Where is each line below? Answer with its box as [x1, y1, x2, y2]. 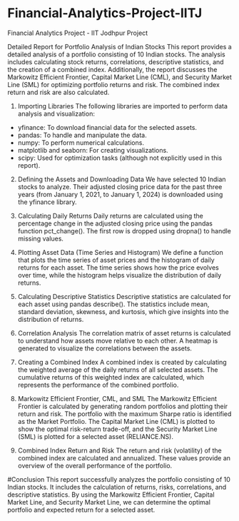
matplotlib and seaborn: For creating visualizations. [17, 146, 169, 154]
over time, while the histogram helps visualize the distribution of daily [17, 270, 222, 279]
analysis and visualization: [17, 109, 95, 118]
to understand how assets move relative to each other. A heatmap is [17, 336, 218, 345]
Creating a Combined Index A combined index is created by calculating [17, 358, 227, 366]
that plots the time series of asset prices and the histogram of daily [17, 256, 215, 264]
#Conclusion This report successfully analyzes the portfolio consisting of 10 [7, 475, 230, 483]
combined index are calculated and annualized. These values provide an [17, 453, 230, 462]
